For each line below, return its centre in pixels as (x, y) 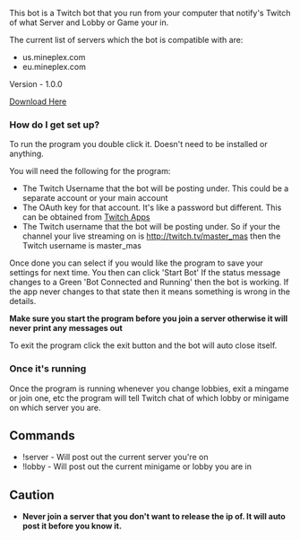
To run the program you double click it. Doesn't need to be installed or (139, 144)
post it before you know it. (72, 526)
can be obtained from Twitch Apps (86, 217)
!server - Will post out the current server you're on (115, 457)
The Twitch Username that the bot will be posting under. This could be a (155, 188)
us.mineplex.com (54, 57)
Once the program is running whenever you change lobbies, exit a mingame (149, 388)
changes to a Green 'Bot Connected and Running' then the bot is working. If (149, 283)
